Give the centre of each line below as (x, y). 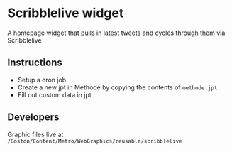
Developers (33, 118)
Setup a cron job (42, 80)
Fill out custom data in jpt (55, 94)
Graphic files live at (35, 134)
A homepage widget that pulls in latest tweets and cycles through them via (116, 33)
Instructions (35, 63)
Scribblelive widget (66, 13)
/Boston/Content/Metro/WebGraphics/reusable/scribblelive (95, 141)
